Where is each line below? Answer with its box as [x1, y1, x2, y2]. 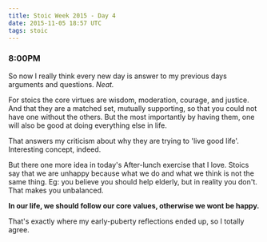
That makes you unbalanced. [8, 185, 104, 195]
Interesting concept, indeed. [8, 145, 102, 154]
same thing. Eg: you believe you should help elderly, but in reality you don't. [8, 177, 258, 186]
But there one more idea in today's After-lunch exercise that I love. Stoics [8, 160, 249, 169]
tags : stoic [8, 26, 48, 34]
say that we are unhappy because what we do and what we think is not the [8, 169, 254, 178]
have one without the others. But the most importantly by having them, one [8, 112, 255, 121]
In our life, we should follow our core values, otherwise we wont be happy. [8, 200, 260, 210]
